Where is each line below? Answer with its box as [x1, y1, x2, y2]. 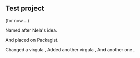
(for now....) [5, 17, 29, 23]
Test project [5, 4, 44, 13]
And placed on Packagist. [5, 37, 59, 43]
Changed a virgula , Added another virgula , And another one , [5, 46, 135, 52]
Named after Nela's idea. [5, 27, 57, 33]
